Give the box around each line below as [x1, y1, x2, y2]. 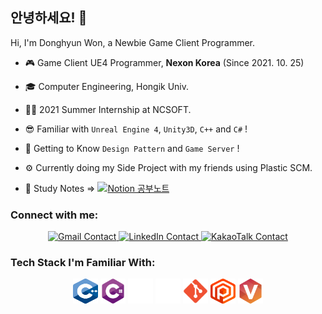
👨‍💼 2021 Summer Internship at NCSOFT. [24, 103, 192, 115]
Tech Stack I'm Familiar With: [10, 256, 156, 270]
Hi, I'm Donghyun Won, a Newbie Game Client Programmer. [10, 36, 256, 48]
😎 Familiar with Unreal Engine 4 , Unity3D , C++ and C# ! [24, 123, 248, 135]
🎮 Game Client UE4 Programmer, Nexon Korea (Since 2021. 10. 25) [24, 56, 305, 68]
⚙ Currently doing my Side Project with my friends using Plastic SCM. [24, 161, 313, 173]
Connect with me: [10, 208, 99, 222]
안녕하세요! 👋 [10, 9, 88, 27]
